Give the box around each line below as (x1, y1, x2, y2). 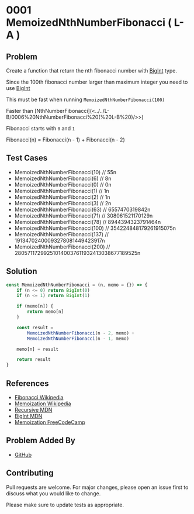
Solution (6, 267, 37, 277)
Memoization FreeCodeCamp (14, 419, 86, 426)
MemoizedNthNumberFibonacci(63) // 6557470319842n (14, 206, 151, 213)
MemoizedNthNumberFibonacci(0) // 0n (14, 181, 112, 188)
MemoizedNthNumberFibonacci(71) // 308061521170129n (14, 212, 153, 219)
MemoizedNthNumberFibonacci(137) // (14, 230, 109, 237)
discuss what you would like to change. (6, 489, 101, 497)
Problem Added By (6, 436, 76, 446)
